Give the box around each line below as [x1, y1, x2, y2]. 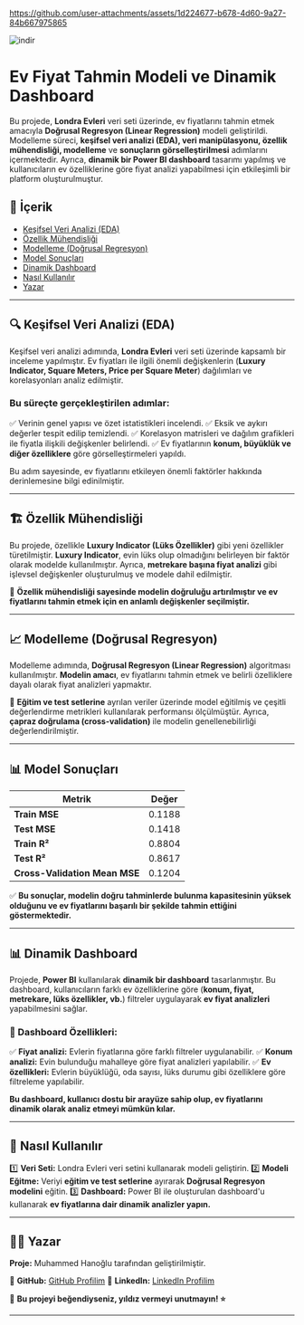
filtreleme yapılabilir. [9, 1076, 84, 1087]
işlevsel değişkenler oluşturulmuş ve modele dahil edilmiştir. [9, 568, 233, 579]
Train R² [14, 837, 50, 850]
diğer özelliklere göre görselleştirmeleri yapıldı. [9, 448, 186, 459]
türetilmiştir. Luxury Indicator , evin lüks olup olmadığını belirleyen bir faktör [9, 549, 290, 560]
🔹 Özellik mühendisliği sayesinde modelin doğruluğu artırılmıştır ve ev [9, 586, 279, 596]
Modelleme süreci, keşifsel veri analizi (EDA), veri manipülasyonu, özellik [9, 135, 288, 146]
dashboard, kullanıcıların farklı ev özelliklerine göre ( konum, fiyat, [9, 984, 255, 995]
